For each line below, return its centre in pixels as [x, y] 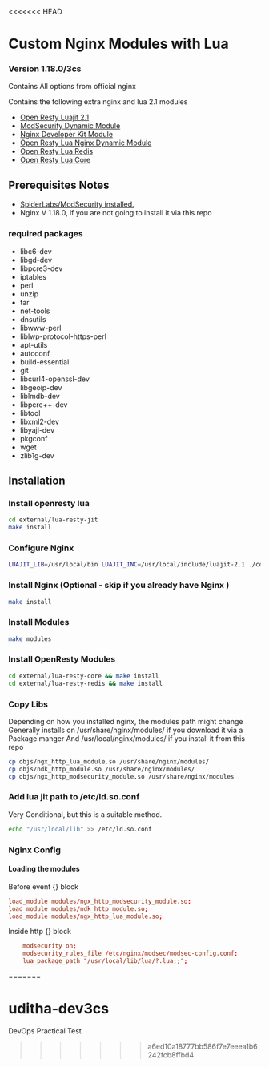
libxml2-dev [40, 421]
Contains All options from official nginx [72, 87]
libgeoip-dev [41, 387]
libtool [30, 413]
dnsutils [33, 319]
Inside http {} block [40, 932]
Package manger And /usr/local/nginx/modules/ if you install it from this [127, 738]
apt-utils [34, 344]
